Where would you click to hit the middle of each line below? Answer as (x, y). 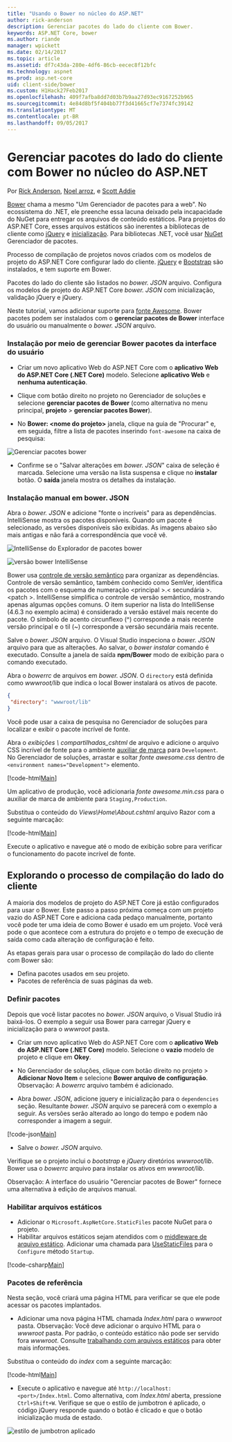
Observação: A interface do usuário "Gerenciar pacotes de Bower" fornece (114, 1182)
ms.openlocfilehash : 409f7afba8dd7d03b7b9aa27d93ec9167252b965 (100, 98)
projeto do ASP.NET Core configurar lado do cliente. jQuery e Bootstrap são (115, 262)
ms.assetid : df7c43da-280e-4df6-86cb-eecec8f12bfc (82, 65)
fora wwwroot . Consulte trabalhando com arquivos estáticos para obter (119, 1341)
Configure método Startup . (56, 1252)
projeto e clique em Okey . (54, 1057)
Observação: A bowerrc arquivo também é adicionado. (95, 1085)
